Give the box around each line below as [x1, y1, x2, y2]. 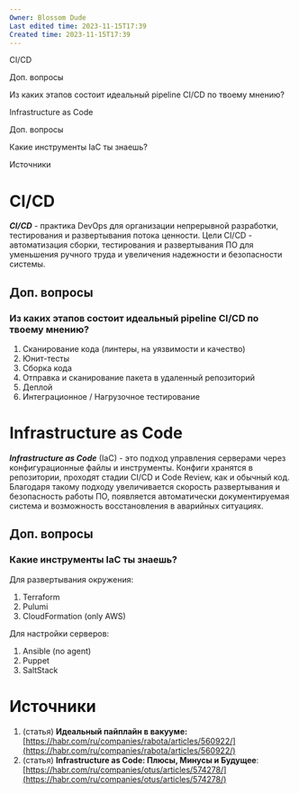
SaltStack [22, 664, 59, 675]
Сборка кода [22, 363, 72, 374]
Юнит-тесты [22, 353, 70, 364]
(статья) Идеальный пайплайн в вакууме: [22, 725, 187, 736]
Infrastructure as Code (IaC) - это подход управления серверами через [9, 452, 286, 464]
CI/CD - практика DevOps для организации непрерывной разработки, [9, 221, 279, 231]
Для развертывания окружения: [9, 573, 133, 585]
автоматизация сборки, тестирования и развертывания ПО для [9, 239, 254, 250]
